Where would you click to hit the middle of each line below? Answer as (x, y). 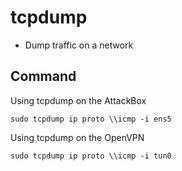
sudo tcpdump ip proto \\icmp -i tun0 (91, 156)
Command (43, 76)
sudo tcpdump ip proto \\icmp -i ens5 (91, 119)
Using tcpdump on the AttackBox (78, 100)
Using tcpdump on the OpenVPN (77, 137)
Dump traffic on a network (79, 45)
